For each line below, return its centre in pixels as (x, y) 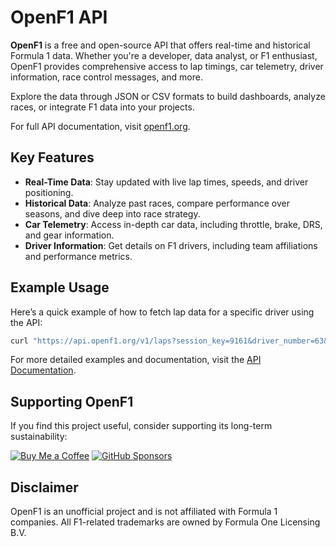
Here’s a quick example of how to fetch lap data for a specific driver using (162, 312)
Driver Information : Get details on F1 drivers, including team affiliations (171, 245)
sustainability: (39, 437)
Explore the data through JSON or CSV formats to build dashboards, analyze (168, 96)
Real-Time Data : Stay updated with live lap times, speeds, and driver (166, 182)
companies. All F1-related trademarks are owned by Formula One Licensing (165, 522)
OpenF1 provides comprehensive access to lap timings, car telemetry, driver (167, 66)
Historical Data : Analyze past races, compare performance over (157, 203)
